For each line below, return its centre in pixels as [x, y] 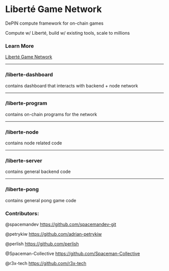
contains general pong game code [41, 200]
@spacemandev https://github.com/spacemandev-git [61, 224]
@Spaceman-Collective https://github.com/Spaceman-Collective [73, 254]
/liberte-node [22, 132]
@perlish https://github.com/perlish [42, 244]
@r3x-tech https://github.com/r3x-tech [46, 263]
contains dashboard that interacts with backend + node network [72, 85]
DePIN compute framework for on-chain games [55, 23]
